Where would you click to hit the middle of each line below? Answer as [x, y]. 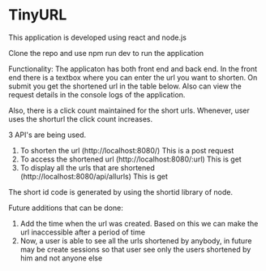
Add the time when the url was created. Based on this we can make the [139, 223]
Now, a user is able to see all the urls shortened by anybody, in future [136, 240]
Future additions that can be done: [66, 208]
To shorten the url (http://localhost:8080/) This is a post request [127, 150]
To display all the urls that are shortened [88, 167]
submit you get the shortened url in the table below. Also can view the [125, 86]
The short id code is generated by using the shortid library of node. [121, 191]
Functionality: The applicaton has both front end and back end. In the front [133, 69]
